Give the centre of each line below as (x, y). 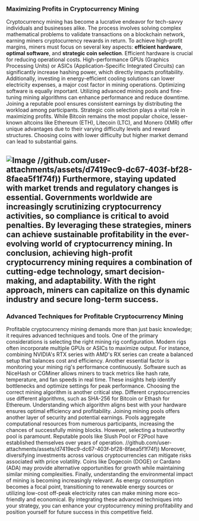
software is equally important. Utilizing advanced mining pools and (88, 91)
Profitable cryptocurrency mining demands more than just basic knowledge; (99, 329)
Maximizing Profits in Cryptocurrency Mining (73, 9)
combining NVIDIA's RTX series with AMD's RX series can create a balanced (99, 354)
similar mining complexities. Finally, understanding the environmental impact (99, 474)
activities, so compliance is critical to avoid (88, 216)
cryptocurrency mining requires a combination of (99, 262)
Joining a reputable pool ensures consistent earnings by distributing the (94, 104)
